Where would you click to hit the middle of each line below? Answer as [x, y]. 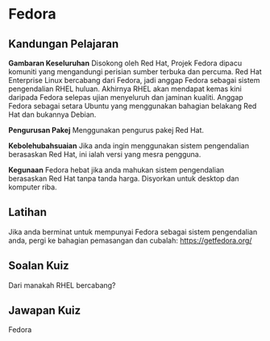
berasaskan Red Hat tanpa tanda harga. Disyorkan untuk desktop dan [124, 179]
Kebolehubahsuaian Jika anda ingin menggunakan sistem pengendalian [129, 146]
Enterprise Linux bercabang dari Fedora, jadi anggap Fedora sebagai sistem [134, 80]
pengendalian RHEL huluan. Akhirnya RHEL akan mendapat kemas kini [125, 89]
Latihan [27, 212]
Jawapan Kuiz [45, 311]
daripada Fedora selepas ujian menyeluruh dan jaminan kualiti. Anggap [126, 97]
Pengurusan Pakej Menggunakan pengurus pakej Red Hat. [106, 130]
